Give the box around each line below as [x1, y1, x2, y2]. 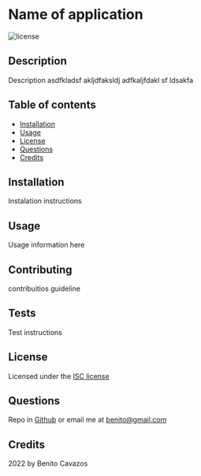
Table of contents [8, 99, 96, 112]
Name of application [8, 6, 143, 24]
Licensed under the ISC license [8, 371, 110, 381]
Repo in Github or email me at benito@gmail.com [8, 415, 167, 425]
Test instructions [8, 327, 63, 337]
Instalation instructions [8, 196, 82, 206]
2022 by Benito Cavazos [8, 459, 88, 468]
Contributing [8, 262, 73, 277]
